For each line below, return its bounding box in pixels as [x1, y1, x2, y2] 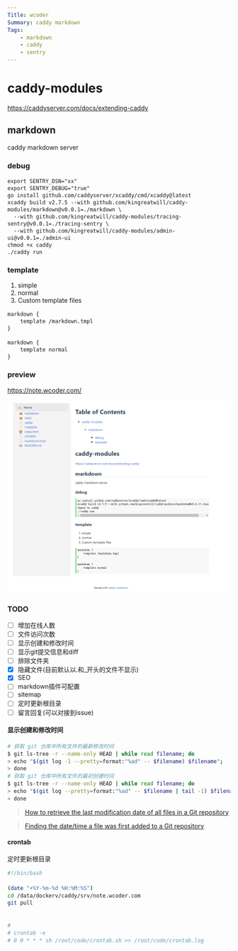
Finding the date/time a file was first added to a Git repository [24, 821, 204, 830]
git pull [7, 899, 33, 907]
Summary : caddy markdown [7, 18, 81, 26]
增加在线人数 [17, 621, 55, 629]
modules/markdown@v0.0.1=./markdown [7, 206, 115, 213]
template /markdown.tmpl [20, 318, 93, 326]
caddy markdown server [7, 143, 79, 152]
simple [17, 281, 38, 290]
